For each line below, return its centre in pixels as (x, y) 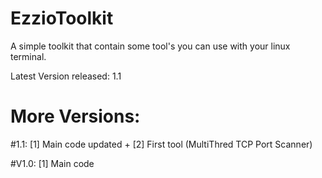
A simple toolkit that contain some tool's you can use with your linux (150, 46)
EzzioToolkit (62, 18)
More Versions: (75, 116)
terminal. (28, 56)
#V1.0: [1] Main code (52, 163)
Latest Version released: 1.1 (66, 76)
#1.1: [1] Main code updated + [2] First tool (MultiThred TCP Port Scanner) (161, 144)
